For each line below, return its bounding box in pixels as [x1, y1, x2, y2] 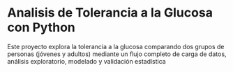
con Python [7, 19, 75, 35]
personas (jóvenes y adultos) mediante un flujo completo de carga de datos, [7, 50, 227, 58]
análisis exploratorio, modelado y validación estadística [7, 57, 166, 65]
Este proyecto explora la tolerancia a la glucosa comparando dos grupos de [7, 42, 225, 51]
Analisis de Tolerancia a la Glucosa [7, 5, 213, 21]
